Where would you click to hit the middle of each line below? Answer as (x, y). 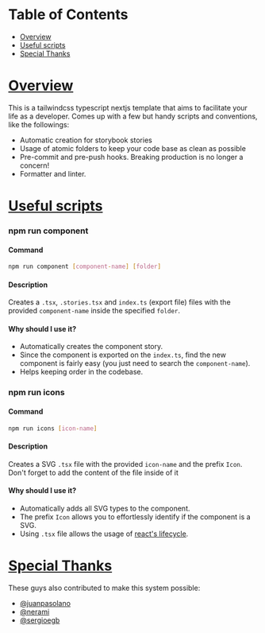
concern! (35, 165)
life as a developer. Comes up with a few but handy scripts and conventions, (133, 116)
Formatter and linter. (53, 173)
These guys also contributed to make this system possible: (104, 588)
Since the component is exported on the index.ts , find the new (123, 355)
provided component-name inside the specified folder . (94, 311)
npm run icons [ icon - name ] (53, 428)
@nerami (35, 612)
